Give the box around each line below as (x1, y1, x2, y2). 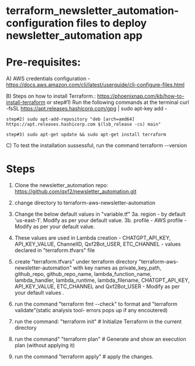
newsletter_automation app (6, 29, 143, 42)
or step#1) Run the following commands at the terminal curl (46, 99, 189, 106)
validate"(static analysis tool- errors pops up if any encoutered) (14, 307, 168, 314)
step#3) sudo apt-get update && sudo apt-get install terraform (6, 132, 166, 138)
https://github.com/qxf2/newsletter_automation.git (14, 188, 136, 195)
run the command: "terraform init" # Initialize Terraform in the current (14, 318, 182, 325)
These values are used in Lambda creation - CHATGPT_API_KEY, (14, 234, 171, 241)
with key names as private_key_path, (73, 264, 162, 271)
